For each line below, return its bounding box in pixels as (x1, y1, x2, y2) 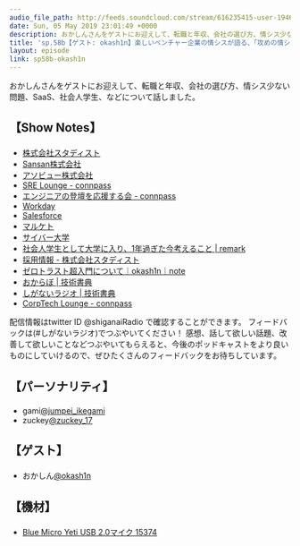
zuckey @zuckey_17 (21, 414, 93, 425)
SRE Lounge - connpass (21, 180, 112, 191)
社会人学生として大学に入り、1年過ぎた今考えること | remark (21, 243, 246, 254)
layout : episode (9, 47, 70, 55)
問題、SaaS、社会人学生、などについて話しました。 (9, 91, 201, 102)
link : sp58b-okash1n (9, 55, 87, 64)
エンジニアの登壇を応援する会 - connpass (21, 191, 177, 201)
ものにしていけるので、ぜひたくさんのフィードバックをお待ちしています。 (9, 350, 281, 361)
